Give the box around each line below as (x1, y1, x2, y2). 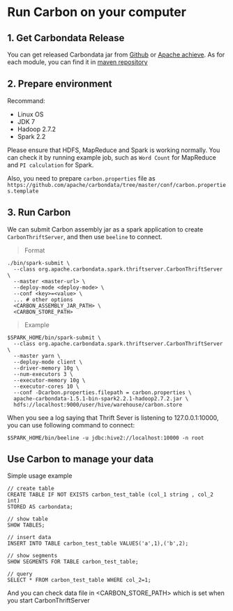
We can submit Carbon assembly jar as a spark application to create (7, 225, 204, 234)
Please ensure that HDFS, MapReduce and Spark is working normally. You (7, 146, 220, 154)
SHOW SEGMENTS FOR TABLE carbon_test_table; (7, 559, 139, 566)
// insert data (7, 534, 52, 541)
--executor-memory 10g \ (13, 377, 86, 384)
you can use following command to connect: (7, 421, 135, 429)
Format (24, 246, 45, 255)
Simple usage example (7, 472, 73, 480)
